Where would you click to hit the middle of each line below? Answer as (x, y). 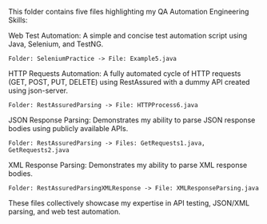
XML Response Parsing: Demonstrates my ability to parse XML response (128, 165)
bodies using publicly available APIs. (68, 128)
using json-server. (38, 90)
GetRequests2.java (39, 150)
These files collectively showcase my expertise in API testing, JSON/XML (129, 203)
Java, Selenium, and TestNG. (56, 44)
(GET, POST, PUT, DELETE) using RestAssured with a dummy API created (129, 82)
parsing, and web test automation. (65, 212)
